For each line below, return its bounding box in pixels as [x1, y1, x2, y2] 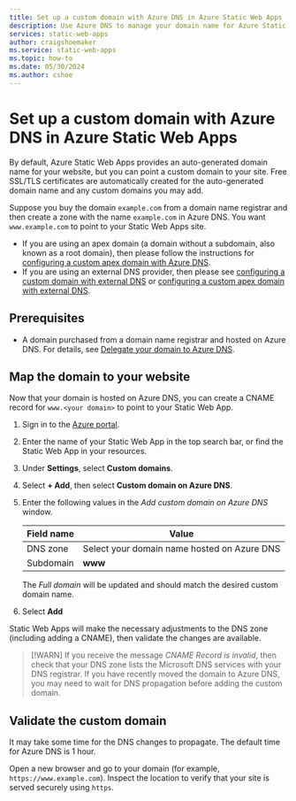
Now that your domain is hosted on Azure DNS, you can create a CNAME [9, 393, 275, 404]
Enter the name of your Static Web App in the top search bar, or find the [21, 436, 285, 447]
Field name [26, 528, 75, 540]
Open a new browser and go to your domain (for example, [9, 763, 220, 774]
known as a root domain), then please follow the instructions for [21, 247, 254, 258]
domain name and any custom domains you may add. [9, 185, 204, 196]
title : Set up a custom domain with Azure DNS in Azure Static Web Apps [9, 12, 283, 22]
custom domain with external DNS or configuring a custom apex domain [21, 275, 285, 286]
